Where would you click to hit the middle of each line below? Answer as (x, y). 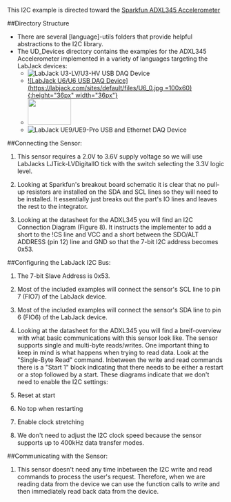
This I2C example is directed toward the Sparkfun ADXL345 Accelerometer (114, 10)
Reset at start (36, 395)
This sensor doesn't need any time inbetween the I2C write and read (114, 469)
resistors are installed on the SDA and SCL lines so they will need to (122, 192)
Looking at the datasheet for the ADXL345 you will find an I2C (105, 220)
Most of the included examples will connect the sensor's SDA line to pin (119, 310)
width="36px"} (97, 95)
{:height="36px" (51, 95)
